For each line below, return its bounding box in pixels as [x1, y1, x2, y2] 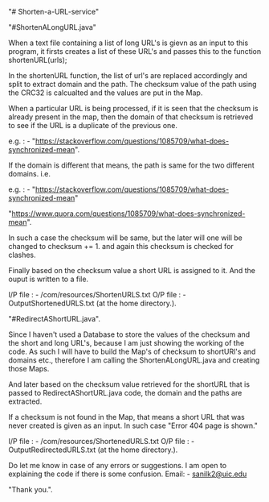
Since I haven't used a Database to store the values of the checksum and [8, 330, 251, 339]
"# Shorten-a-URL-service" [8, 7, 99, 16]
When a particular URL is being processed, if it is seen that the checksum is [8, 104, 259, 113]
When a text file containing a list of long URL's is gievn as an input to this [8, 38, 249, 48]
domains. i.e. [8, 169, 51, 178]
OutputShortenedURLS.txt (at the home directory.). [8, 298, 177, 308]
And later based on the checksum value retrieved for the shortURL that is [8, 380, 251, 389]
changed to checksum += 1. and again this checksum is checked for [8, 242, 234, 251]
